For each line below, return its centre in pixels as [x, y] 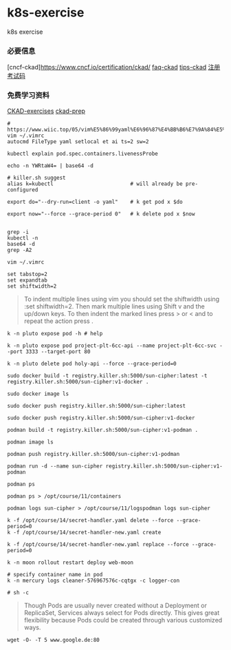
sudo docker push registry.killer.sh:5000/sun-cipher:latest [97, 406]
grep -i [18, 232]
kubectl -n [23, 238]
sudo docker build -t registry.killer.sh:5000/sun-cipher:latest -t [107, 376]
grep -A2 [20, 250]
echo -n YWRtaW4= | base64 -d [51, 166]
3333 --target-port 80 [58, 352]
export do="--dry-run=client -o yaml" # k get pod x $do [95, 202]
